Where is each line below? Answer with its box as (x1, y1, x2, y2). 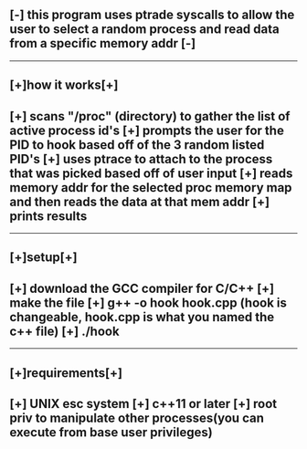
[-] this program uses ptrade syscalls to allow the (9, 7, 295, 23)
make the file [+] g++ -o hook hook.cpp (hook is (9, 295, 288, 310)
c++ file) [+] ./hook (9, 323, 121, 339)
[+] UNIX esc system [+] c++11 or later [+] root (9, 396, 278, 412)
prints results (9, 208, 88, 224)
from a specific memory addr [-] (9, 36, 196, 51)
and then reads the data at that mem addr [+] (9, 193, 270, 209)
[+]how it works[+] (9, 78, 119, 93)
